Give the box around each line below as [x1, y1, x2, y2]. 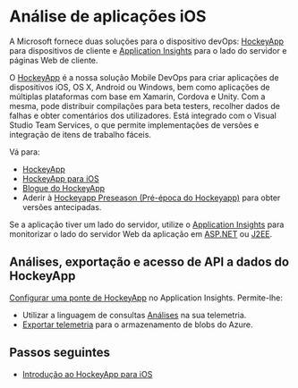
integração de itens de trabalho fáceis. [9, 129, 152, 139]
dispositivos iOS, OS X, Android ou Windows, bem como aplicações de [9, 81, 270, 92]
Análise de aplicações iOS [9, 6, 207, 27]
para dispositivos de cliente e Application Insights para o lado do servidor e [9, 45, 287, 55]
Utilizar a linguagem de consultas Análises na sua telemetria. [21, 309, 247, 320]
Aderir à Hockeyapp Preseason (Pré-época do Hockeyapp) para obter [21, 192, 281, 203]
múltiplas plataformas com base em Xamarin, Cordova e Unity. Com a [9, 91, 266, 102]
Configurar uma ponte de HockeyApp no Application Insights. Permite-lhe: [9, 292, 284, 303]
